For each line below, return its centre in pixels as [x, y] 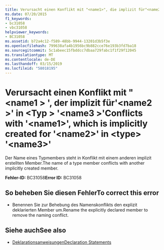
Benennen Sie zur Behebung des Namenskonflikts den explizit [75, 205]
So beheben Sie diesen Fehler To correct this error [82, 193]
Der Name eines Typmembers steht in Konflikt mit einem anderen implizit [78, 158]
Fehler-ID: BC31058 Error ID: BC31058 [43, 177]
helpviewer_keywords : [27, 32]
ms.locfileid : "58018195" [31, 69]
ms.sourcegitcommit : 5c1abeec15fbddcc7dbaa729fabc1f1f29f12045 [71, 50]
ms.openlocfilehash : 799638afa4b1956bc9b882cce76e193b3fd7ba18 [71, 46]
